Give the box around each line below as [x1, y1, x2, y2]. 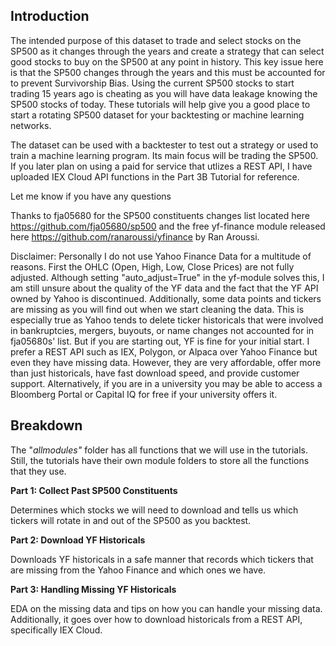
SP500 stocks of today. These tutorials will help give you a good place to [10, 98, 311, 110]
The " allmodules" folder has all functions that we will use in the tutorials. [10, 444, 308, 456]
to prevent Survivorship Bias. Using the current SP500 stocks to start [10, 77, 295, 89]
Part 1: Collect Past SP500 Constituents [10, 484, 178, 496]
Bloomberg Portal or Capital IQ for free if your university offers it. [10, 388, 278, 400]
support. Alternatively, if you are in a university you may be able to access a [10, 377, 323, 389]
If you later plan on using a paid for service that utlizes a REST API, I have [10, 160, 313, 172]
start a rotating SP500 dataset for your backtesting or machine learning [10, 109, 305, 121]
